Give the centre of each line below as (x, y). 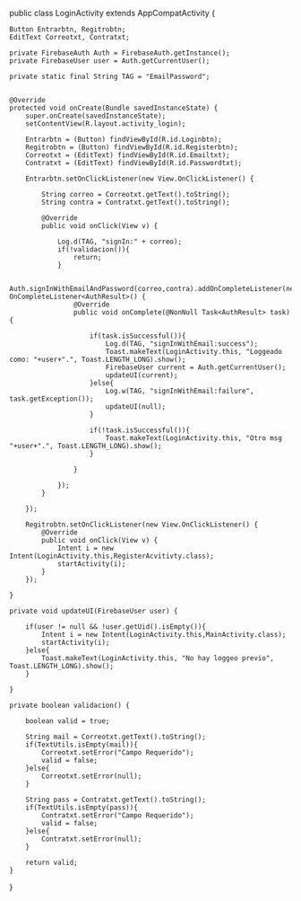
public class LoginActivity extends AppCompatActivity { (112, 13)
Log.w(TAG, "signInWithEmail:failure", (180, 391)
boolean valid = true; (68, 721)
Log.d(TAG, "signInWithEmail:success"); (181, 344)
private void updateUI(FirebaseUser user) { (94, 611)
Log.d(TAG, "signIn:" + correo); (119, 242)
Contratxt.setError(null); (92, 839)
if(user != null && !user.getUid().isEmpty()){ (116, 627)
